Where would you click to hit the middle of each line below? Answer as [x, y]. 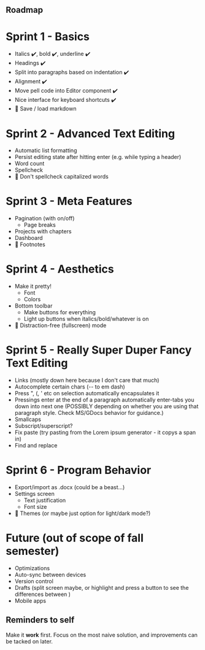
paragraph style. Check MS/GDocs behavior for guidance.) [89, 413]
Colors [32, 300]
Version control [34, 581]
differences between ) [43, 594]
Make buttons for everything [60, 312]
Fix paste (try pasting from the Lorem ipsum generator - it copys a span [105, 433]
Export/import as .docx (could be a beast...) [70, 487]
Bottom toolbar [33, 306]
